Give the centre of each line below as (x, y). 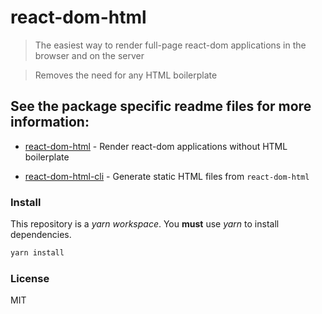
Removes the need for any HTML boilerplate (126, 75)
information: (50, 122)
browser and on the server (89, 55)
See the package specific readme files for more (161, 106)
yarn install (37, 253)
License (30, 278)
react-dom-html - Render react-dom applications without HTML (156, 146)
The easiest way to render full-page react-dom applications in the (170, 45)
